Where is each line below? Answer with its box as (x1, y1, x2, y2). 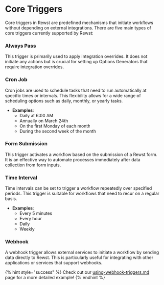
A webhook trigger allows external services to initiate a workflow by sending (5, 249, 159, 256)
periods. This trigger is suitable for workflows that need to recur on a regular (5, 190, 160, 197)
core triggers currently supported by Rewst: (5, 30, 94, 36)
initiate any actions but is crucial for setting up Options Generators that (5, 59, 148, 65)
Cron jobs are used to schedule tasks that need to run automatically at (5, 87, 147, 93)
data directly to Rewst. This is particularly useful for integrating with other (5, 255, 153, 260)
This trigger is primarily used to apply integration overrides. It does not (5, 53, 148, 59)
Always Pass (5, 42, 36, 49)
